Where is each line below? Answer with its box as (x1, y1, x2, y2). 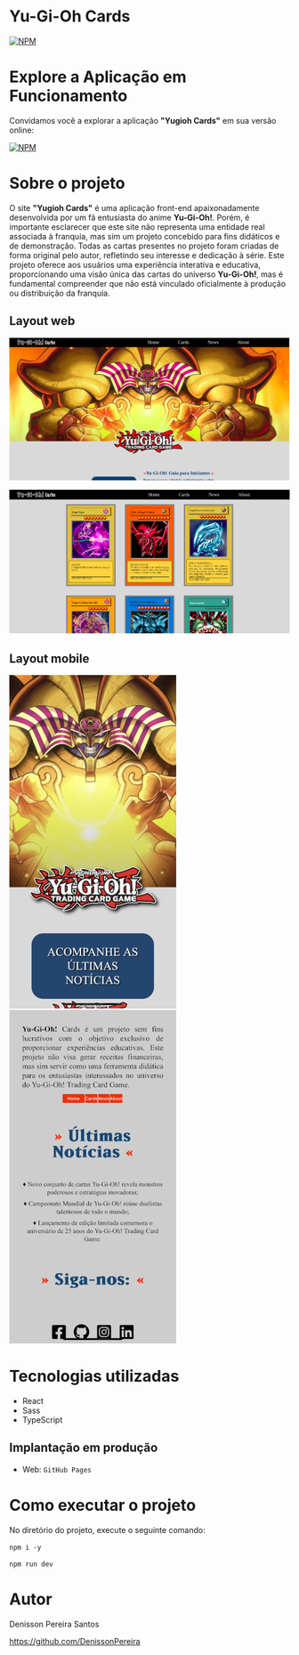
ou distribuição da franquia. (9, 288, 111, 298)
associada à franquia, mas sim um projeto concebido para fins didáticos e (9, 231, 280, 241)
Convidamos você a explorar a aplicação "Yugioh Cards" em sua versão (9, 115, 277, 126)
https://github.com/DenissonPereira (9, 1635, 141, 1646)
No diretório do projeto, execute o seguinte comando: (9, 1524, 206, 1535)
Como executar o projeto (9, 1495, 197, 1515)
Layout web (9, 313, 76, 329)
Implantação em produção (9, 1440, 158, 1456)
